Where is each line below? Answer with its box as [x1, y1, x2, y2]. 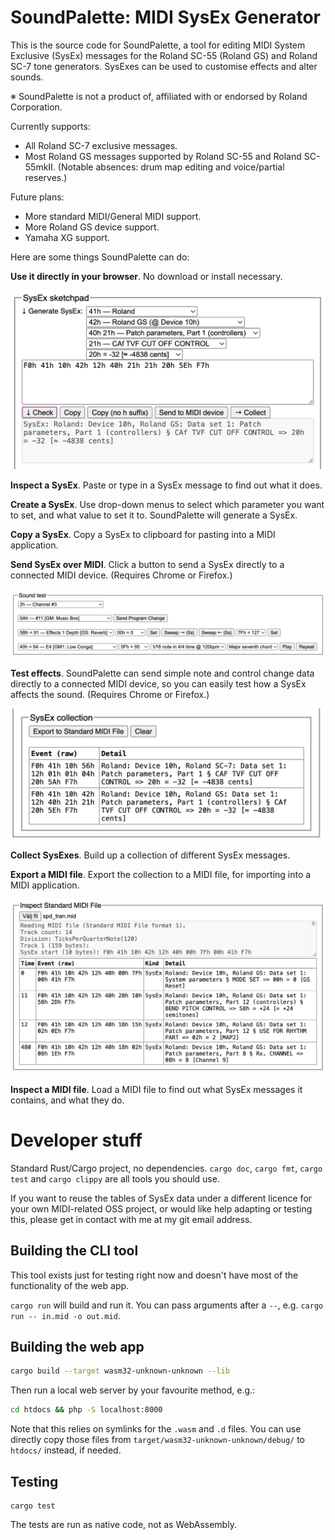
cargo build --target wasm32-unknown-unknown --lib [10, 1366, 230, 1376]
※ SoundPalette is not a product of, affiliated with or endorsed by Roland [10, 90, 308, 102]
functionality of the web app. [10, 1279, 130, 1291]
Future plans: [10, 191, 65, 203]
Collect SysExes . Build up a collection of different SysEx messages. [10, 849, 291, 861]
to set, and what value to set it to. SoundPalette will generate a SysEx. [10, 509, 298, 521]
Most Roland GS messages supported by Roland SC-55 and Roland [24, 150, 302, 162]
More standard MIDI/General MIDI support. [24, 210, 202, 222]
